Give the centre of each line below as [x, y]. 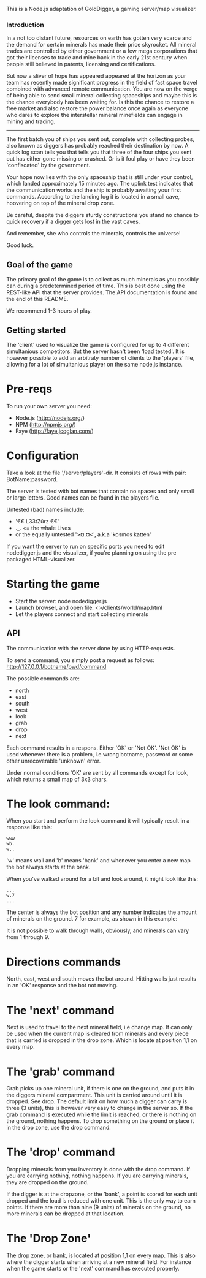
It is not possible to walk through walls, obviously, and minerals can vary [98, 930]
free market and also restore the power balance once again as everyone [97, 108]
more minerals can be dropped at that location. [66, 1214]
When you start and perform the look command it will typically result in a [98, 821]
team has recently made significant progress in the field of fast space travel [102, 83]
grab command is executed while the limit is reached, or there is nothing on [101, 1114]
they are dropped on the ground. [48, 1182]
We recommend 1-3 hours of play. [49, 311]
